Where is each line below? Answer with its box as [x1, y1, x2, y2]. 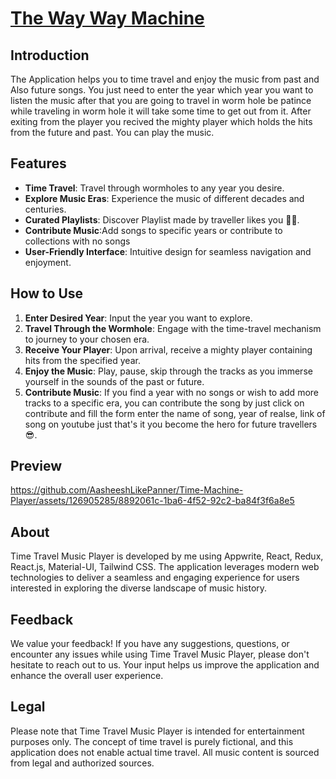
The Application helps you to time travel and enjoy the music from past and [10, 73, 320, 85]
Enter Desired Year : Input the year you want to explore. [24, 312, 253, 324]
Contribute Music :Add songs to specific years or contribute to [24, 224, 283, 236]
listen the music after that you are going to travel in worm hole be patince [10, 95, 312, 106]
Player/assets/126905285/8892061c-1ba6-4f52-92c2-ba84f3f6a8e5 [10, 495, 295, 507]
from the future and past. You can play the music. [10, 127, 215, 138]
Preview [10, 458, 63, 475]
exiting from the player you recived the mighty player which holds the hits [10, 116, 313, 127]
